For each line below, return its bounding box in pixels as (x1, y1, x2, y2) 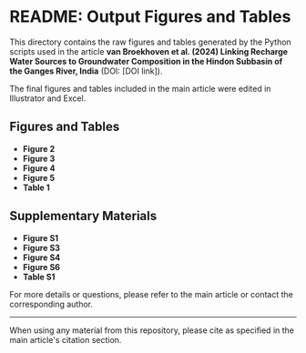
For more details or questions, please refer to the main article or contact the (9, 288, 293, 299)
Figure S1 (22, 232, 59, 243)
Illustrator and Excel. (9, 93, 87, 104)
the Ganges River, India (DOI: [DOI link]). (9, 66, 163, 76)
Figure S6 (22, 261, 61, 272)
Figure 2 (22, 143, 56, 154)
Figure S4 (22, 252, 61, 263)
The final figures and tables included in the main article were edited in (9, 83, 271, 94)
